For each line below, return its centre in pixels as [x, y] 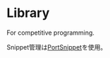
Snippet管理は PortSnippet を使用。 [57, 47]
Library [28, 13]
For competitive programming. [50, 33]
